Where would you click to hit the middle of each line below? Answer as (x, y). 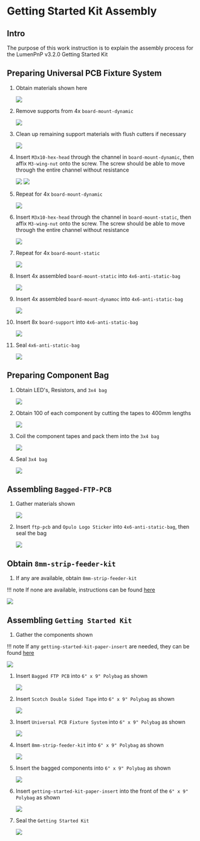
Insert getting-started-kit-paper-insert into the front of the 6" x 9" (102, 791)
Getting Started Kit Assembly (82, 11)
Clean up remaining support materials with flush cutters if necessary (101, 134)
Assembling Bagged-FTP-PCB (59, 490)
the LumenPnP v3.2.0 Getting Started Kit (57, 54)
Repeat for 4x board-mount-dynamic (59, 194)
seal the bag (31, 533)
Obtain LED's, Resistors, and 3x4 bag (61, 390)
